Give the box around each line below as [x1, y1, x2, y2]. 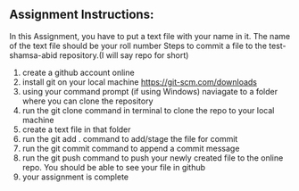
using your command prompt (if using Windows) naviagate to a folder [21, 86, 278, 96]
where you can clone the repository [21, 95, 154, 106]
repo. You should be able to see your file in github [21, 162, 206, 172]
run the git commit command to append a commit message [21, 143, 240, 154]
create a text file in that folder [21, 124, 131, 135]
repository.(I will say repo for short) [59, 49, 189, 61]
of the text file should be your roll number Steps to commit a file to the [9, 40, 268, 51]
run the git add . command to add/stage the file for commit [21, 133, 238, 144]
